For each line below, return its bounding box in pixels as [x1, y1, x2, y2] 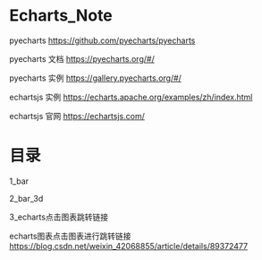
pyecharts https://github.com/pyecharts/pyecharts [9, 35, 196, 46]
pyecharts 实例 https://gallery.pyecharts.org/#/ [9, 73, 182, 83]
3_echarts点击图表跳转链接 [9, 212, 109, 222]
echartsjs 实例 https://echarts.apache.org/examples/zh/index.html [9, 91, 253, 102]
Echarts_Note [9, 5, 114, 26]
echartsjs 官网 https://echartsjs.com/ [9, 110, 145, 121]
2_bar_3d [9, 193, 44, 204]
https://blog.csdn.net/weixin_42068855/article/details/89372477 [9, 240, 249, 251]
